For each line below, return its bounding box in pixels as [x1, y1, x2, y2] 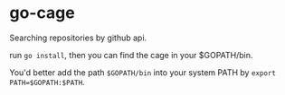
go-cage [9, 3, 75, 23]
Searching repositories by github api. [9, 32, 147, 43]
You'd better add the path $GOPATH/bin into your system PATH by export [9, 66, 276, 78]
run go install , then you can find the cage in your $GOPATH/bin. [9, 49, 253, 60]
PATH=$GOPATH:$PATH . [9, 76, 85, 87]
